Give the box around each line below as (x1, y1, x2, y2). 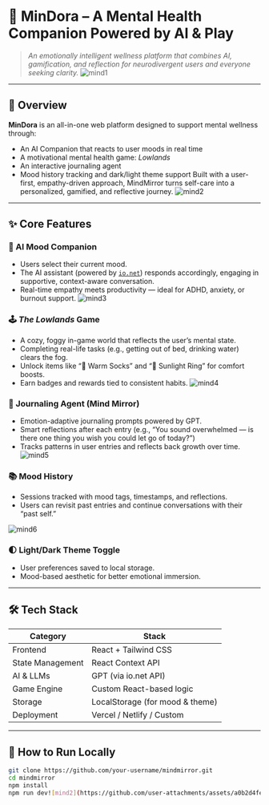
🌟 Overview (8, 99, 67, 112)
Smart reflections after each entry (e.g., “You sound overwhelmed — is (19, 425, 254, 435)
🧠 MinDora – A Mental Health (8, 7, 203, 26)
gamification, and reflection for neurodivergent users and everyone (27, 59, 251, 69)
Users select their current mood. (19, 260, 128, 269)
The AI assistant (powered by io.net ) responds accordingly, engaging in (19, 268, 259, 277)
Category (29, 631, 66, 642)
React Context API (91, 657, 160, 669)
